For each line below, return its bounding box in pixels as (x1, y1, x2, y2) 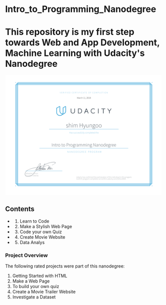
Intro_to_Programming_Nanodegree (5, 3, 157, 15)
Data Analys (19, 239, 45, 245)
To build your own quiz (12, 284, 60, 290)
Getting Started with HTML (12, 273, 68, 279)
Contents (5, 205, 35, 213)
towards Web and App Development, (5, 37, 160, 48)
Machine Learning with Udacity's (5, 47, 145, 59)
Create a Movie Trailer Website (12, 289, 76, 295)
